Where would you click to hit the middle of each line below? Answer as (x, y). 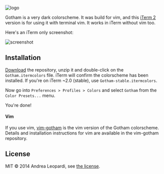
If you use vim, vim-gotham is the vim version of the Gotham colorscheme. (82, 128)
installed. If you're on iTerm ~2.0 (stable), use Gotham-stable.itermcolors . (81, 80)
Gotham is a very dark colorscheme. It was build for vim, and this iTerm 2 (80, 17)
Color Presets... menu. (30, 95)
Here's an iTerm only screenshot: (39, 32)
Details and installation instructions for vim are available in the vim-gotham (82, 133)
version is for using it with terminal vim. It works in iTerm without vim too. (80, 23)
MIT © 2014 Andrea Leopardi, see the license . (53, 166)
